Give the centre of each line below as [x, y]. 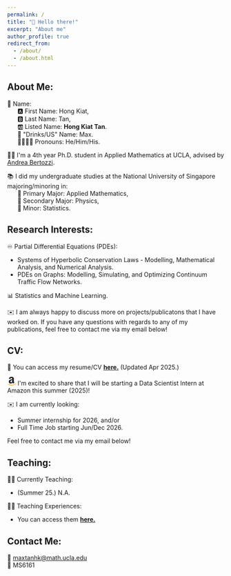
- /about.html [33, 59]
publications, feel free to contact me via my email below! [87, 329]
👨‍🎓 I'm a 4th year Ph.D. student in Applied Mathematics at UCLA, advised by [115, 155]
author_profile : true [38, 37]
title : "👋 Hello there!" [43, 22]
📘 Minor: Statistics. [44, 208]
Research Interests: [50, 230]
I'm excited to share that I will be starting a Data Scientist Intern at [111, 384]
